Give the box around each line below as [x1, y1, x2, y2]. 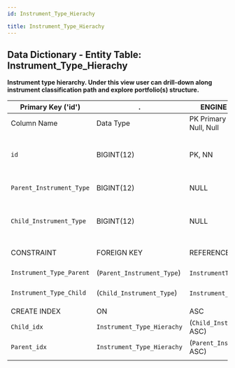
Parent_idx [10, 344, 47, 351]
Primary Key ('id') [20, 102, 80, 112]
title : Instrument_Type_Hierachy [7, 22, 105, 30]
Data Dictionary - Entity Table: [7, 48, 142, 60]
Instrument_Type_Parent [10, 269, 90, 277]
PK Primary [189, 114, 227, 124]
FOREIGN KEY [97, 248, 143, 257]
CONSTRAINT [10, 248, 57, 257]
